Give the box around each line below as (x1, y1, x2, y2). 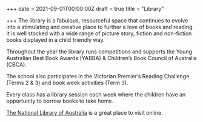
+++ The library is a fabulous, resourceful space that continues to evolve (6, 17, 188, 24)
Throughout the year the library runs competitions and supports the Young (6, 48, 193, 55)
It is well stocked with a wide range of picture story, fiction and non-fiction (6, 30, 192, 37)
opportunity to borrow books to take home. (6, 97, 114, 104)
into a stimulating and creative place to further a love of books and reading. (6, 24, 195, 30)
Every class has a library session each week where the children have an (6, 91, 186, 98)
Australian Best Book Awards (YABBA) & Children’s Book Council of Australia (6, 55, 197, 61)
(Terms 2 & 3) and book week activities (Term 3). (6, 79, 128, 86)
